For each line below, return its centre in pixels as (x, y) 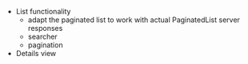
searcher (42, 36)
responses (45, 28)
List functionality (43, 11)
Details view (36, 53)
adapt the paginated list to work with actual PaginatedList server (134, 20)
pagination (45, 45)
